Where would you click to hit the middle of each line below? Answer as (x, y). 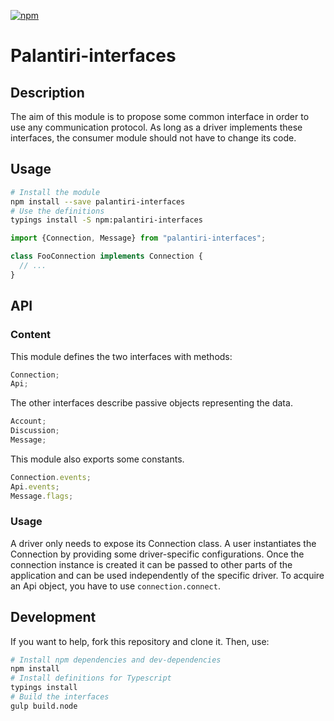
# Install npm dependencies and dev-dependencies (116, 660)
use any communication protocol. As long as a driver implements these (156, 127)
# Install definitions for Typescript (91, 678)
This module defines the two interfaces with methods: (121, 356)
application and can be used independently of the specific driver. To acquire (167, 575)
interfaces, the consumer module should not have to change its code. (153, 138)
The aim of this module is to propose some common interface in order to (160, 116)
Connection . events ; (51, 477)
